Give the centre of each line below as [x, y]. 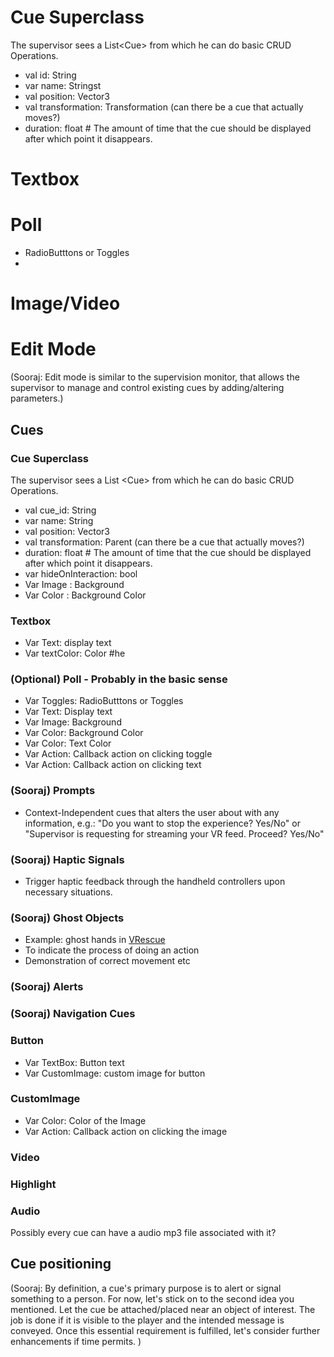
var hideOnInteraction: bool [81, 573]
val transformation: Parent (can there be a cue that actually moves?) [164, 542]
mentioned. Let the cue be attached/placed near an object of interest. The [163, 1309]
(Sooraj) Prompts [53, 791]
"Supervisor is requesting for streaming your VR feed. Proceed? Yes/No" [174, 833]
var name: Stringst [63, 85]
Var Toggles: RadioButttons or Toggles [104, 701]
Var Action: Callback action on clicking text [113, 765]
